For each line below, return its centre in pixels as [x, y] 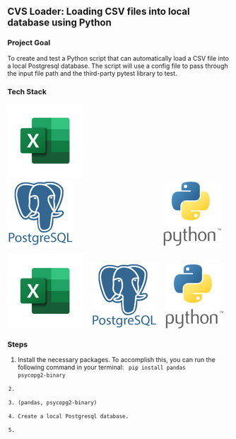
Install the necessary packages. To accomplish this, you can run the [116, 360]
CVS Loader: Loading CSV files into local [99, 12]
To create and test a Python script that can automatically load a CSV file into [118, 58]
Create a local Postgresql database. [73, 416]
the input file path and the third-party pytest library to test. [93, 73]
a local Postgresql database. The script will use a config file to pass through [118, 66]
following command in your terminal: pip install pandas [101, 368]
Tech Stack [27, 91]
